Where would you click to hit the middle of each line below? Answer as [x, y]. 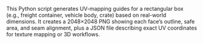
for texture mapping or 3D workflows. [53, 34]
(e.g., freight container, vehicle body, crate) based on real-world [86, 15]
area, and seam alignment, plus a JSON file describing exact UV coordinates [102, 28]
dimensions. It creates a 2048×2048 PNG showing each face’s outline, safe [101, 21]
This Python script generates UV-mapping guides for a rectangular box [95, 9]
